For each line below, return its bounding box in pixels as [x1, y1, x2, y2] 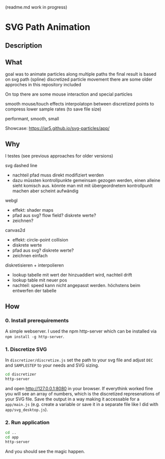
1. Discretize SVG [5, 345, 47, 352]
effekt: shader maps [12, 207, 54, 213]
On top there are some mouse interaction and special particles [5, 91, 133, 97]
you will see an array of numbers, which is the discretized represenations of [5, 391, 160, 397]
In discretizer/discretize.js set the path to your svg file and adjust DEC [5, 357, 154, 363]
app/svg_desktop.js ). [5, 406, 48, 412]
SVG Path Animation [5, 22, 91, 33]
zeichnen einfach [12, 253, 48, 259]
